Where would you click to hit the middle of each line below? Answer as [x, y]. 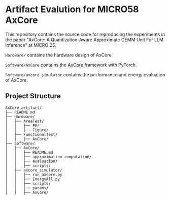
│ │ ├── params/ [27, 188]
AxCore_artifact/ [24, 108]
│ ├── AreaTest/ [25, 121]
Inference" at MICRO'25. [31, 45]
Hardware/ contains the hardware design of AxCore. [59, 55]
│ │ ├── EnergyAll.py [32, 179]
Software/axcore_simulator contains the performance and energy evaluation [85, 74]
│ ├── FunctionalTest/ [31, 134]
